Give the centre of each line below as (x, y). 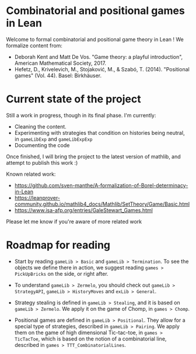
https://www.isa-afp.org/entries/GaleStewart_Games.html (83, 210)
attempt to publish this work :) (42, 162)
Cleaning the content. (41, 126)
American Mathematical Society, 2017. (60, 63)
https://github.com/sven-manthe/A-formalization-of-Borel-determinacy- (101, 185)
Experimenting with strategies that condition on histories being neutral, (99, 133)
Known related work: (31, 174)
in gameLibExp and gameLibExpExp (53, 139)
